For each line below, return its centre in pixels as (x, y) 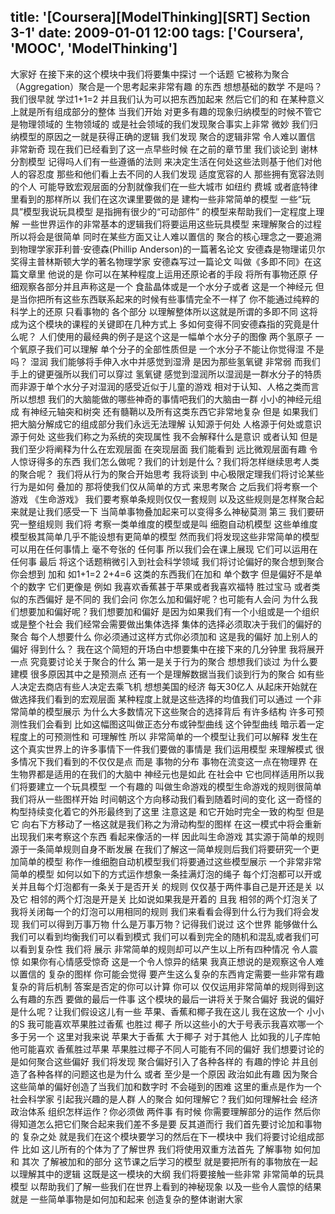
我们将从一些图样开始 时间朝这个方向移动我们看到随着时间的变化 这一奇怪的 (166, 799)
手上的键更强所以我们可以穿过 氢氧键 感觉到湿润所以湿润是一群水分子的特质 (166, 374)
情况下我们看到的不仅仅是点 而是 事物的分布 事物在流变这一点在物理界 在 (168, 761)
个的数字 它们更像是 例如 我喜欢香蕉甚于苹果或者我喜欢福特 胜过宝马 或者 (161, 586)
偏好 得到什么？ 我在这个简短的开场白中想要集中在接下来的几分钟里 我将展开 (167, 649)
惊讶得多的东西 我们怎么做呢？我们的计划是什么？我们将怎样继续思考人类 (169, 461)
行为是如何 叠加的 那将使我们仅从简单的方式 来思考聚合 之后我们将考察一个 (164, 486)
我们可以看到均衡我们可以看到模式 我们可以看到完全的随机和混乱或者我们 (160, 936)
